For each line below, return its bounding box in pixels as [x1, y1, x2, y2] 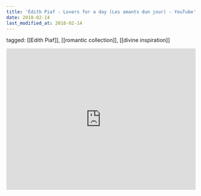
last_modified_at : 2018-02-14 [6, 20, 83, 26]
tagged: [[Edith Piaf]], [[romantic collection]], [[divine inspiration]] [6, 37, 171, 44]
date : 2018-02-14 [6, 14, 50, 21]
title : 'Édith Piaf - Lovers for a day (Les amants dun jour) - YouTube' [6, 8, 197, 15]
